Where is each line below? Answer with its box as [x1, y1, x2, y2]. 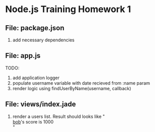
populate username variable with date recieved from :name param [12, 80, 150, 86]
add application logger [12, 75, 60, 81]
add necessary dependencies [12, 37, 75, 43]
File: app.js [5, 51, 41, 60]
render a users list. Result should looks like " [12, 113, 105, 119]
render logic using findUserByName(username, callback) [12, 85, 131, 91]
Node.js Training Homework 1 [5, 4, 131, 15]
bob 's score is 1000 [12, 118, 54, 124]
